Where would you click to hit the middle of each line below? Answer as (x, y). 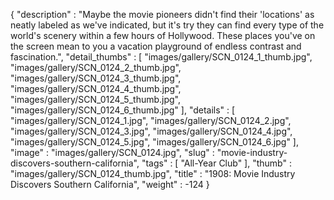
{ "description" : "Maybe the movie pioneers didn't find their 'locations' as (162, 14)
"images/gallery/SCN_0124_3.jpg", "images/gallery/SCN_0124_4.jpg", (151, 131)
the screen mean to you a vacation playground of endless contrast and (156, 46)
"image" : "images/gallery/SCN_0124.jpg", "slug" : (112, 152)
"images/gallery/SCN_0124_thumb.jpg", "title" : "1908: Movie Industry (153, 173)
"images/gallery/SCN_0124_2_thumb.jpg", (96, 67)
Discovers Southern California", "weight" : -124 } (110, 184)
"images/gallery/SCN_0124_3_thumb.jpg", (96, 78)
